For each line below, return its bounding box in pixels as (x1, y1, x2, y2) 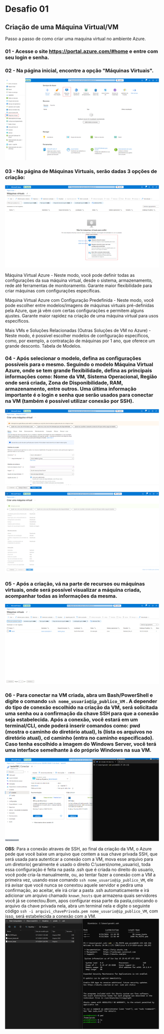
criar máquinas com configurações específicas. (5, 288, 101, 293)
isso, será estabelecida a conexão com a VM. (5, 913, 97, 919)
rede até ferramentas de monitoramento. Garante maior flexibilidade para (5, 282, 152, 289)
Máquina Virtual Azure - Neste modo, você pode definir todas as (5, 272, 135, 278)
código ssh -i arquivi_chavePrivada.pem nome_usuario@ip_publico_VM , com (5, 908, 159, 914)
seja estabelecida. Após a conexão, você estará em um (5, 716, 138, 723)
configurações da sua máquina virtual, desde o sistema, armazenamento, (5, 277, 153, 283)
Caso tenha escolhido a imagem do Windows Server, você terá (5, 741, 157, 747)
